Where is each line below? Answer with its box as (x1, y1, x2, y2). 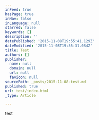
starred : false (5, 25, 36, 30)
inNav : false (5, 16, 32, 21)
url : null (9, 70, 29, 75)
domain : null (9, 66, 36, 71)
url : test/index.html (5, 88, 49, 93)
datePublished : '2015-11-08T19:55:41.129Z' (5, 39, 95, 44)
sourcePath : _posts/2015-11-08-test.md (5, 79, 86, 84)
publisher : (5, 57, 27, 62)
